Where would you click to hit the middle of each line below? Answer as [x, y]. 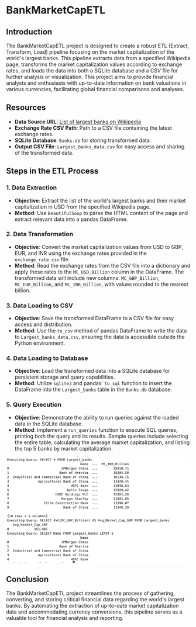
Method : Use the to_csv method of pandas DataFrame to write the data [101, 331]
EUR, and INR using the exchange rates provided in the [81, 253]
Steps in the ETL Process [52, 171]
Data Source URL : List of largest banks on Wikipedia [78, 122]
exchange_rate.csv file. [42, 259]
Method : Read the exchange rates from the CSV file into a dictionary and [102, 265]
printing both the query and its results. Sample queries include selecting [101, 436]
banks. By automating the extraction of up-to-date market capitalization [92, 606]
